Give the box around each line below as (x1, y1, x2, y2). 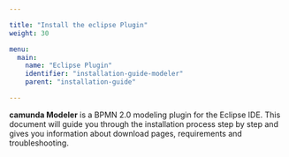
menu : (9, 45, 29, 54)
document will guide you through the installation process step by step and (9, 118, 278, 129)
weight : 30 (9, 28, 49, 38)
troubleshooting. (9, 138, 69, 148)
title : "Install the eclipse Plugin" (9, 20, 148, 29)
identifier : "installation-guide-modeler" (25, 70, 184, 78)
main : (17, 53, 38, 62)
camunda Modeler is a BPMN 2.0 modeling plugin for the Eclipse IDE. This (9, 109, 281, 120)
